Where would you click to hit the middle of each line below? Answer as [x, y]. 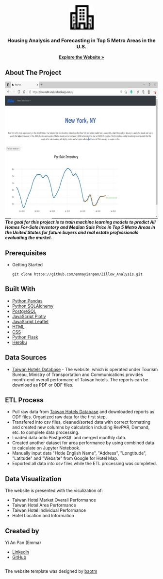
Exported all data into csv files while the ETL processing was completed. [84, 464]
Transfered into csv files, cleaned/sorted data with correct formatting [81, 422]
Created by [22, 531]
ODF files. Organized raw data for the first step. [59, 417]
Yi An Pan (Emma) [23, 542]
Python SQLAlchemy [33, 306]
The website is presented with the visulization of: [54, 491]
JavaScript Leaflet [30, 321]
